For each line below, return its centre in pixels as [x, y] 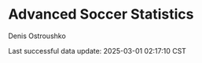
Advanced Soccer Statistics [101, 14]
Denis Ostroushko [37, 36]
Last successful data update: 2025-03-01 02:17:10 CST [97, 51]
